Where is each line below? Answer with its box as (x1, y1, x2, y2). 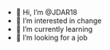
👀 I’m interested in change (15, 16, 102, 25)
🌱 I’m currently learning (15, 25, 93, 33)
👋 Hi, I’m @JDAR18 (15, 8, 78, 17)
